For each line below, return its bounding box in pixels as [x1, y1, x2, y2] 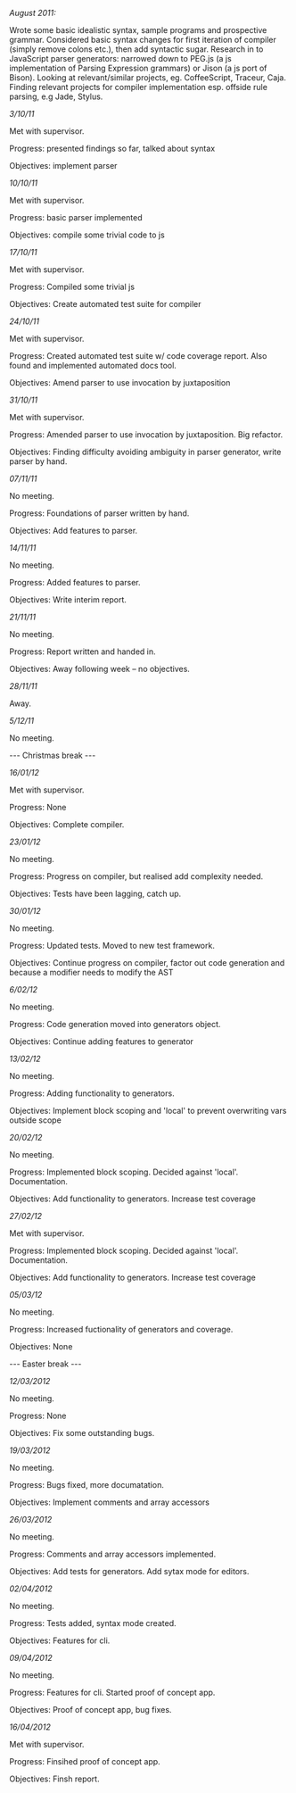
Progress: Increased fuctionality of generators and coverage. [9, 1324, 234, 1334]
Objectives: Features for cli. [9, 1635, 111, 1646]
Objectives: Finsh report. [9, 1773, 100, 1784]
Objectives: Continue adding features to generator [9, 1036, 194, 1047]
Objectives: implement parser [9, 161, 118, 170]
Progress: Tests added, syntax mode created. [9, 1618, 177, 1628]
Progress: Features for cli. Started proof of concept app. [9, 1687, 216, 1698]
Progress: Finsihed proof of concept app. [9, 1756, 160, 1766]
